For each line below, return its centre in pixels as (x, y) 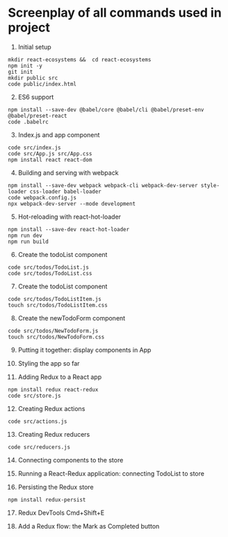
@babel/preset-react (38, 116)
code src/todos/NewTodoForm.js (53, 331)
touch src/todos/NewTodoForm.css (56, 337)
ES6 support (36, 97)
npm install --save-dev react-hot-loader (69, 229)
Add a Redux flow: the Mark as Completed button (89, 526)
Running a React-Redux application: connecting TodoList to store (111, 473)
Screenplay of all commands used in (115, 13)
